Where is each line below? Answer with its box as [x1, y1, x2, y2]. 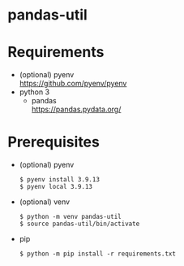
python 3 [19, 87, 50, 97]
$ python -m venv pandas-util [19, 213, 122, 221]
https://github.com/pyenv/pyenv [19, 79, 127, 89]
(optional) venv [19, 197, 71, 207]
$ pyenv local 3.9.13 [19, 183, 92, 191]
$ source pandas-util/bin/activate [19, 220, 140, 229]
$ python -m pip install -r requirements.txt [19, 250, 176, 258]
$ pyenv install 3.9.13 [19, 176, 101, 184]
